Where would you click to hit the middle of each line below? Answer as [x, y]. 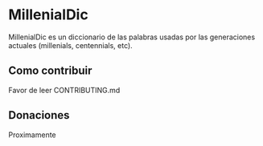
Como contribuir [50, 71]
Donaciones [39, 115]
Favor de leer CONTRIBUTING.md [64, 90]
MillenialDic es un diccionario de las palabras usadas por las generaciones [132, 37]
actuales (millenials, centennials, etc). [70, 45]
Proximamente [32, 135]
